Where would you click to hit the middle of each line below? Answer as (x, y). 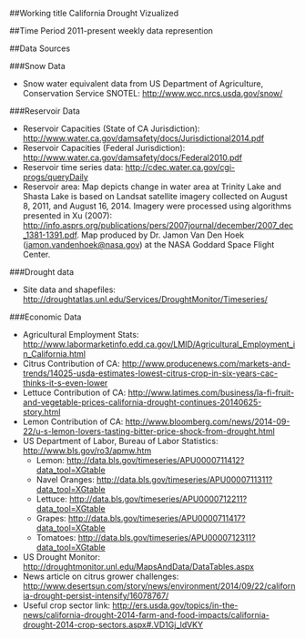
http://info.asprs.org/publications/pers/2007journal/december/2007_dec (158, 225)
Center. (36, 254)
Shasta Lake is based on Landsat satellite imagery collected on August (155, 196)
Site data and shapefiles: (69, 289)
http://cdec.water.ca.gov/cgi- (180, 167)
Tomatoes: (56, 538)
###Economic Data (46, 317)
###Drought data (42, 272)
